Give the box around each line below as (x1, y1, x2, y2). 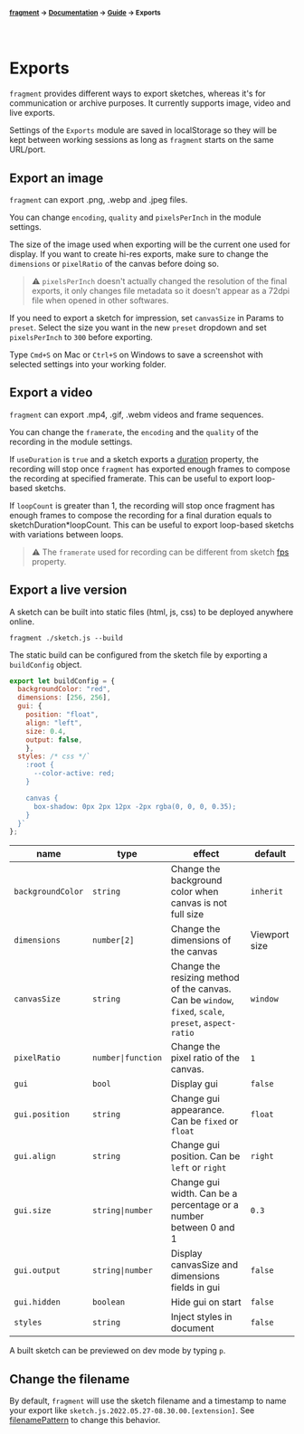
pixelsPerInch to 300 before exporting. (9, 331, 154, 342)
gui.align (14, 1151, 56, 1162)
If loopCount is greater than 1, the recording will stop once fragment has (9, 499, 276, 511)
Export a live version (9, 583, 128, 598)
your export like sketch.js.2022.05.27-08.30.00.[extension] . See (9, 1405, 255, 1416)
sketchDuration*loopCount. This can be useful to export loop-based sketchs (9, 519, 294, 530)
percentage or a (170, 1199, 239, 1211)
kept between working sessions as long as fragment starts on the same (9, 135, 274, 146)
